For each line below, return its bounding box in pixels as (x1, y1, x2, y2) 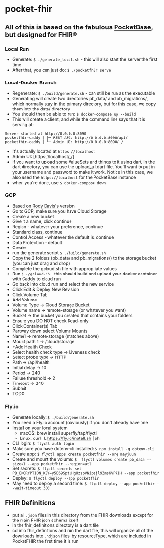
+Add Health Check (12, 344, 52, 350)
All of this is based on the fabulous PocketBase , (5, 23, 153, 31)
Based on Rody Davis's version (12, 203, 75, 209)
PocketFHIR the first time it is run (12, 538, 79, 544)
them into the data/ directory (12, 106, 70, 112)
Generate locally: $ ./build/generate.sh (12, 414, 94, 420)
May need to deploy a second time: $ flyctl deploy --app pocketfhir (12, 480, 155, 486)
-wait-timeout (12, 485, 41, 491)
